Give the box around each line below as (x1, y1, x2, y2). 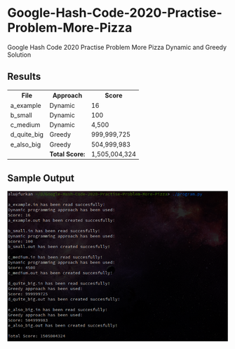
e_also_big (10, 140, 41, 149)
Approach (52, 91, 83, 100)
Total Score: (49, 149, 86, 158)
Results (7, 71, 41, 83)
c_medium (10, 121, 41, 129)
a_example (10, 101, 41, 109)
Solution (7, 50, 32, 59)
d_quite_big (10, 130, 44, 139)
